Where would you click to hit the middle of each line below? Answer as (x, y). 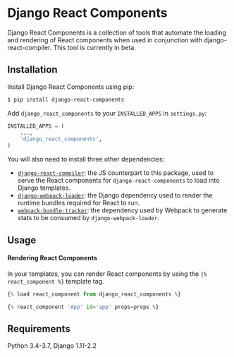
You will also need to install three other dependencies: (86, 159)
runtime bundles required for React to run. (79, 203)
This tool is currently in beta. (94, 47)
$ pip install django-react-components (66, 99)
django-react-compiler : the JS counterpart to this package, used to (115, 173)
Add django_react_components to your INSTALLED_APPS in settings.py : (107, 113)
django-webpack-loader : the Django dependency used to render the (115, 195)
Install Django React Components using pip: (71, 87)
